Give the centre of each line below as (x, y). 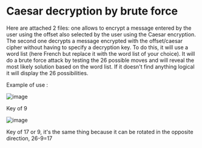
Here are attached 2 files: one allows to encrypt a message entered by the (99, 28)
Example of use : (27, 85)
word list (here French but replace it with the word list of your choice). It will (101, 53)
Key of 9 (17, 108)
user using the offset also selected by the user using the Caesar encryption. (101, 34)
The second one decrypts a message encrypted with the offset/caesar (95, 41)
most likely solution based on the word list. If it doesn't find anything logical (101, 66)
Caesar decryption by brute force (92, 11)
